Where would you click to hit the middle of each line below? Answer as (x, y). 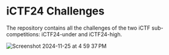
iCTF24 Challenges (55, 11)
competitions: (23, 34)
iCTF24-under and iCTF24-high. (82, 34)
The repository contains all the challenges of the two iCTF (78, 28)
